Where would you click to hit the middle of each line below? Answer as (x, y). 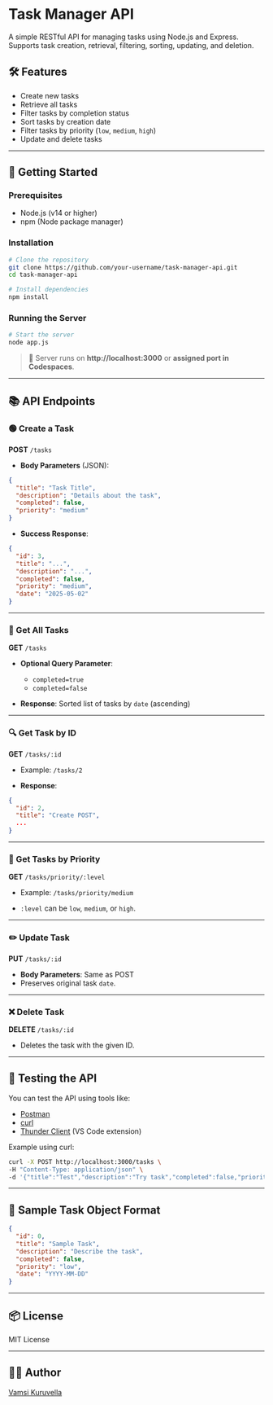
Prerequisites (35, 195)
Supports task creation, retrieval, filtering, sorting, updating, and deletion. (131, 45)
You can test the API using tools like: (69, 1098)
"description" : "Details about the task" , (89, 495)
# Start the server (41, 335)
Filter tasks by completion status (75, 113)
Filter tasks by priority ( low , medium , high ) (88, 130)
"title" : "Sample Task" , (58, 1244)
